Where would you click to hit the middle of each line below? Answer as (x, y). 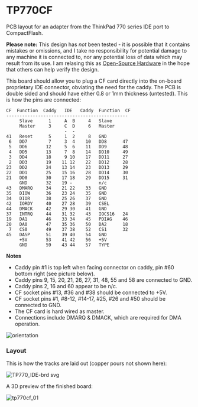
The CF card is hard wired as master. (59, 311)
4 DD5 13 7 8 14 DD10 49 (68, 152)
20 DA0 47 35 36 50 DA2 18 (67, 224)
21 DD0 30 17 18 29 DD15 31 (67, 178)
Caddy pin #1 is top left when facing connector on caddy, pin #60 (94, 267)
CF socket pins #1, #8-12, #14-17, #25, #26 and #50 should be (90, 298)
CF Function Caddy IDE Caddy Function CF (69, 110)
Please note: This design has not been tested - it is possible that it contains (98, 44)
